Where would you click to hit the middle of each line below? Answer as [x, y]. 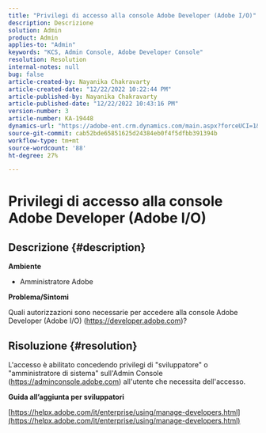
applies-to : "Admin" [42, 45]
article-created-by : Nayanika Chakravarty [79, 82]
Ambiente [25, 267]
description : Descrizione [51, 23]
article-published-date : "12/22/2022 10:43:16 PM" [93, 104]
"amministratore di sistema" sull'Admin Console [86, 374]
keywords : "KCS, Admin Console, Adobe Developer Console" [106, 52]
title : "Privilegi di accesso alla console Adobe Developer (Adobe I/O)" [133, 15]
